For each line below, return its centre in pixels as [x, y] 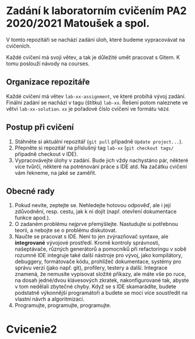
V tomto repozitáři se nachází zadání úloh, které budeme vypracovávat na [96, 39]
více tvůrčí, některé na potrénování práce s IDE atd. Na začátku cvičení [101, 167]
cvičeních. [19, 46]
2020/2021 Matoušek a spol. [78, 23]
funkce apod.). [32, 218]
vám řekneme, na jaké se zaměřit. [56, 172]
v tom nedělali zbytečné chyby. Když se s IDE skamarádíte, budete [95, 287]
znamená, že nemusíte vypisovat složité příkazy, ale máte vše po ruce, [100, 274]
